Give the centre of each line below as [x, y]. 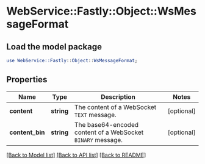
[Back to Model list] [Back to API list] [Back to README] [76, 155]
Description [118, 97]
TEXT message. [95, 115]
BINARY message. [99, 140]
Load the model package [54, 47]
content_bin [27, 132]
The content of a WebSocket [115, 107]
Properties [27, 80]
